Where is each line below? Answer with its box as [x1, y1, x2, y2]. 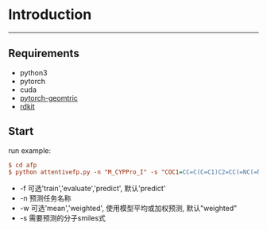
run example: [8, 145, 52, 155]
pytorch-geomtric [19, 93, 78, 102]
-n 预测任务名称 [19, 194, 72, 203]
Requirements [8, 47, 79, 60]
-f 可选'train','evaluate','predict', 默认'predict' [19, 184, 166, 194]
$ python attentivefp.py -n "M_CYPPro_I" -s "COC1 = [8, 168, 183, 176]
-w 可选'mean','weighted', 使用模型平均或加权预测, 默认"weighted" [19, 204, 238, 213]
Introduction [8, 6, 92, 24]
